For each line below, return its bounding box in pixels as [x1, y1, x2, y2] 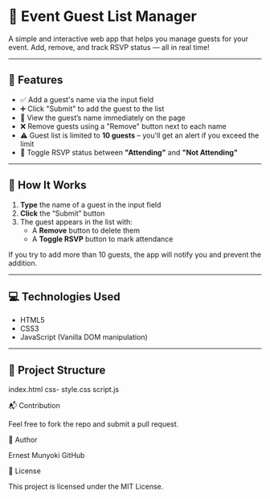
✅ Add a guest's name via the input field [19, 94, 154, 104]
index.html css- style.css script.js [8, 385, 119, 394]
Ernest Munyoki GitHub [8, 451, 85, 460]
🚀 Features [8, 73, 63, 87]
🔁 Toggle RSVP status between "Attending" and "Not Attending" [19, 147, 239, 157]
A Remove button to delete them [31, 225, 141, 235]
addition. [8, 258, 38, 268]
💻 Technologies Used [8, 290, 121, 303]
